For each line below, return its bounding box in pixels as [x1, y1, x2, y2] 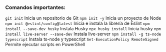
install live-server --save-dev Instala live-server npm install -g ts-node [5, 31, 161, 37]
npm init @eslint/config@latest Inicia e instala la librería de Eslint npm [5, 20, 150, 26]
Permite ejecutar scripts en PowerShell [5, 42, 85, 48]
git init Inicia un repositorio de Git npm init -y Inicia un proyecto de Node [5, 15, 161, 21]
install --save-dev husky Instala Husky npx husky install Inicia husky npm [5, 26, 161, 32]
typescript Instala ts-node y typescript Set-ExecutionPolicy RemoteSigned [5, 36, 158, 42]
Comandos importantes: [5, 4, 66, 11]
